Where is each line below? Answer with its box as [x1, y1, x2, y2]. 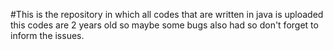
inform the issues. [10, 30, 85, 41]
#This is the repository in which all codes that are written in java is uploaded [10, 9, 324, 20]
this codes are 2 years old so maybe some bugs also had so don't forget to [10, 19, 319, 31]
